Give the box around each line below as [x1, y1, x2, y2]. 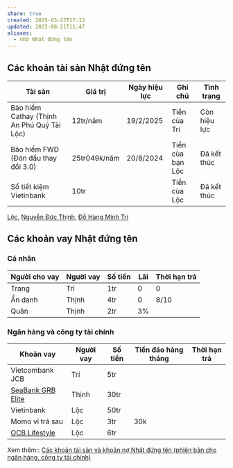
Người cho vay [10, 272, 60, 282]
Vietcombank [10, 365, 54, 375]
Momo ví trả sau [10, 417, 64, 426]
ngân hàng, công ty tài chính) [7, 453, 92, 461]
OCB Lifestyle [10, 428, 55, 437]
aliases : [7, 29, 33, 37]
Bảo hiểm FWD [10, 144, 60, 154]
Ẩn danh [10, 295, 38, 305]
